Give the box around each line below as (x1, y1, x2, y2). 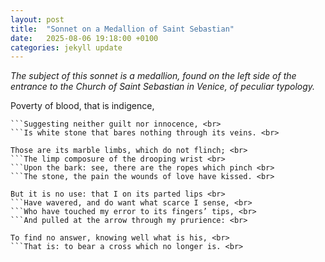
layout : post (10, 14, 65, 25)
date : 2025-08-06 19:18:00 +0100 (10, 33, 159, 43)
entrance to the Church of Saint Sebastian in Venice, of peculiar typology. (10, 81, 316, 93)
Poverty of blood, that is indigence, (10, 100, 155, 112)
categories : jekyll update (10, 42, 123, 53)
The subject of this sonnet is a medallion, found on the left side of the (10, 70, 297, 82)
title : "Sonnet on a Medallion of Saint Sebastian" (10, 24, 235, 34)
